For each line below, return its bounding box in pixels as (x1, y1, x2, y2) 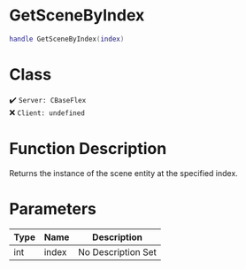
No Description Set (78, 245, 158, 258)
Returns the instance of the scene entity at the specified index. (9, 167, 239, 178)
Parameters (9, 198, 97, 219)
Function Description (9, 138, 167, 158)
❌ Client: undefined (9, 107, 86, 118)
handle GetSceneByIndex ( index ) (9, 35, 125, 43)
